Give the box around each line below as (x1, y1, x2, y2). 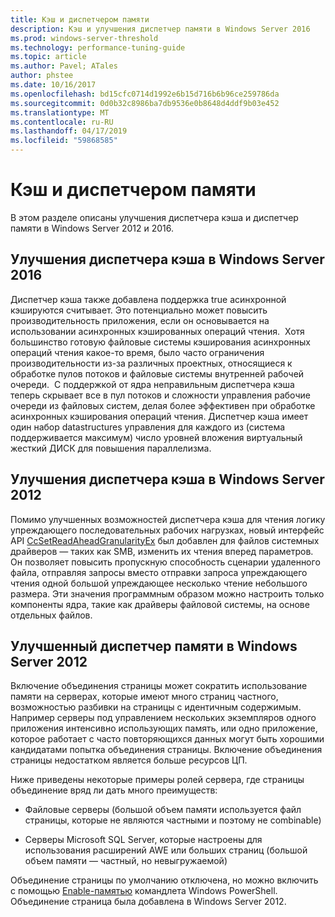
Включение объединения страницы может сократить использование (10, 680, 308, 692)
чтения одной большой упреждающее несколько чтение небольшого (10, 577, 308, 589)
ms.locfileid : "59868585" (10, 136, 118, 146)
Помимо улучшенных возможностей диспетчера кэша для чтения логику (10, 513, 326, 525)
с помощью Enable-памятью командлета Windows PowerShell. (10, 885, 278, 897)
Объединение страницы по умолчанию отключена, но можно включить (10, 874, 319, 886)
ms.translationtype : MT (10, 107, 110, 118)
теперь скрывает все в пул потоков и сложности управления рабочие (10, 389, 311, 401)
